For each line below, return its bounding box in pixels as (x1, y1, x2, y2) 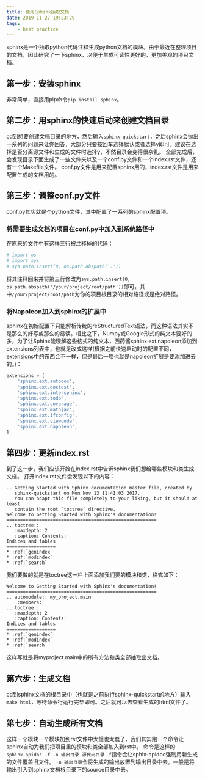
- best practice (17, 26, 59, 32)
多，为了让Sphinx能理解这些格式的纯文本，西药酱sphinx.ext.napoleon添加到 (6, 337, 198, 345)
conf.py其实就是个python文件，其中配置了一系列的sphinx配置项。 (6, 208, 172, 215)
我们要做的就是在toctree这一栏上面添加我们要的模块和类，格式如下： (6, 571, 179, 579)
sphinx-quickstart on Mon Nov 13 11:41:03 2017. (14, 490, 140, 497)
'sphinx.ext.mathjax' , (17, 407, 75, 413)
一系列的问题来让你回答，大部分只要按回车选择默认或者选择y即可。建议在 (6, 140, 191, 147)
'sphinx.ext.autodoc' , (17, 378, 75, 384)
